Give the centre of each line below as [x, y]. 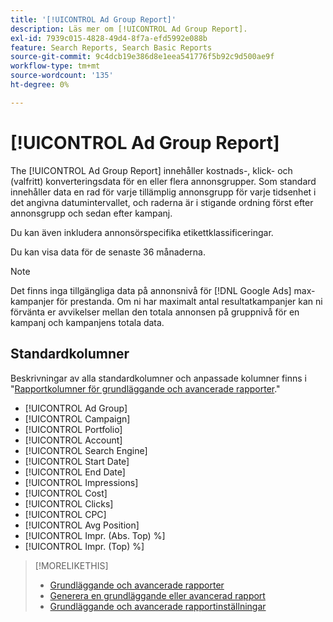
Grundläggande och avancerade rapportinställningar [158, 606]
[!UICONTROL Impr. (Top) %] [84, 546]
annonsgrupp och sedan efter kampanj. [91, 213]
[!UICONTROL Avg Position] [82, 525]
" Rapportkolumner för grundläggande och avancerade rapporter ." [145, 388]
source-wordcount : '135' [62, 76]
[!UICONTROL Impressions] [81, 482]
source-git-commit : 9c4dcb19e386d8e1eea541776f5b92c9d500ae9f [142, 57]
